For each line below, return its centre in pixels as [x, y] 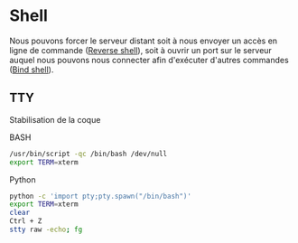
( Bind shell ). [32, 70]
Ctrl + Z [26, 221]
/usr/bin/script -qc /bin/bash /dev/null [88, 154]
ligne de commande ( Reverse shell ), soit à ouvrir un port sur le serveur [141, 50]
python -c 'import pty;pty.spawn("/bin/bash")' [101, 196]
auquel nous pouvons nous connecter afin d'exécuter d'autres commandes [149, 60]
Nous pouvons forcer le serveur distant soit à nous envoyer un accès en [144, 41]
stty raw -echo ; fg [46, 229]
